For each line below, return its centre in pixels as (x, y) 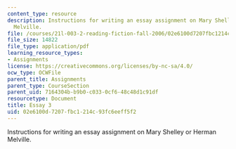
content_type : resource (42, 14)
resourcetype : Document (42, 99)
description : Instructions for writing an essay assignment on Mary (110, 20)
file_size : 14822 (33, 40)
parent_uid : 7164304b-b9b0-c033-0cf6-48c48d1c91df (83, 92)
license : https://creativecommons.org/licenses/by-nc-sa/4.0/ (100, 66)
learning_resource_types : (45, 53)
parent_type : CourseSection (48, 86)
